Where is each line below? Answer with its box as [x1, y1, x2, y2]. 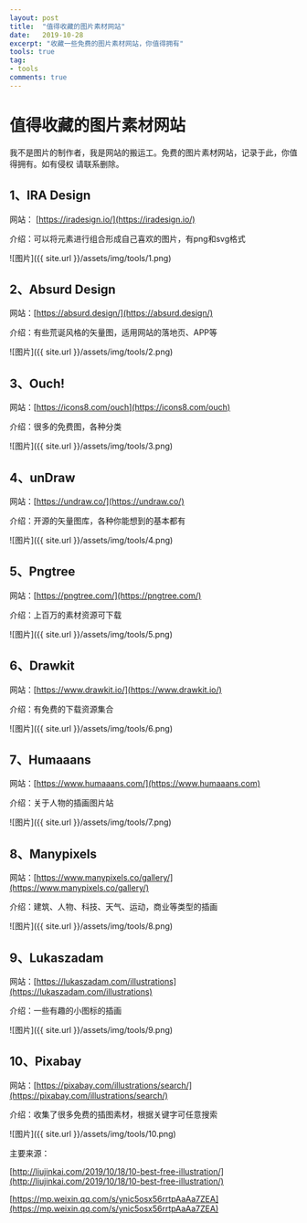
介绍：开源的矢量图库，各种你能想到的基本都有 [9, 515, 185, 526]
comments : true [9, 73, 68, 82]
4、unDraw [9, 469, 76, 485]
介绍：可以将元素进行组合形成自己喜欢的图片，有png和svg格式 [9, 233, 246, 244]
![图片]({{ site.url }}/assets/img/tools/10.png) [9, 1128, 176, 1139]
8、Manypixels [9, 846, 98, 861]
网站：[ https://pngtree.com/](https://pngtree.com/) [9, 590, 202, 601]
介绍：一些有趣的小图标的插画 [9, 1006, 122, 1016]
